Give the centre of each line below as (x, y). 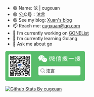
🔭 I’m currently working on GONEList (51, 33)
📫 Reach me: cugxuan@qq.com (46, 26)
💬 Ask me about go (32, 44)
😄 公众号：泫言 (29, 14)
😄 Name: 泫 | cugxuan (36, 8)
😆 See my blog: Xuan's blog (42, 20)
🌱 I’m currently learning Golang (45, 38)
